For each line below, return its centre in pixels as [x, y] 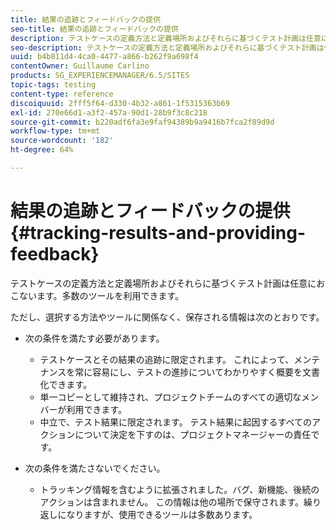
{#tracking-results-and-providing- [158, 233]
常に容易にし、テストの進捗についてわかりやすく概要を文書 [197, 372]
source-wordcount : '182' [62, 141]
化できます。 [66, 384]
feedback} [55, 254]
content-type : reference [62, 94]
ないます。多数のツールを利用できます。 [101, 295]
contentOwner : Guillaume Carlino [80, 66]
